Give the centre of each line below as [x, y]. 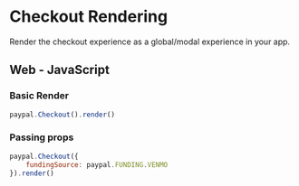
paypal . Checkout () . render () [63, 115]
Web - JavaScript [60, 70]
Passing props [42, 137]
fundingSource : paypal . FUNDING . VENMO [97, 164]
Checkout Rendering [89, 17]
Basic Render [39, 96]
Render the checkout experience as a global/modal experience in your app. [150, 42]
